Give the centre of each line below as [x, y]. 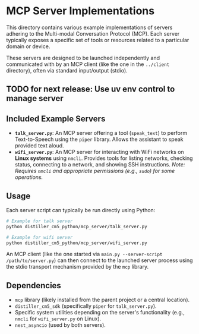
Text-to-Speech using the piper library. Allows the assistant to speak [99, 139]
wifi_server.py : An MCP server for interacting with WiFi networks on [99, 152]
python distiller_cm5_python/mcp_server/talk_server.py [77, 226]
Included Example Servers [56, 119]
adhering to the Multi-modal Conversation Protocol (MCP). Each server [93, 33]
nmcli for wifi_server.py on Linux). [58, 319]
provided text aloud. [39, 146]
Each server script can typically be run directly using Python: [81, 210]
